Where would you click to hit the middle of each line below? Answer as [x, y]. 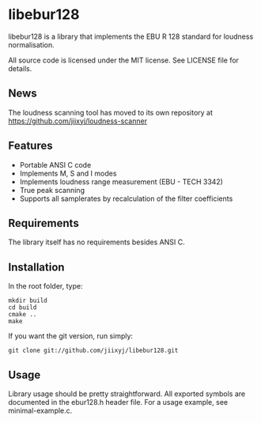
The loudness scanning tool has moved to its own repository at [111, 112]
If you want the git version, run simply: [70, 336]
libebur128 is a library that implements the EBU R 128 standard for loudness [131, 36]
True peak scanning [52, 190]
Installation [36, 267]
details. [20, 68]
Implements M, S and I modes [68, 173]
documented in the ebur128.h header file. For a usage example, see [118, 402]
